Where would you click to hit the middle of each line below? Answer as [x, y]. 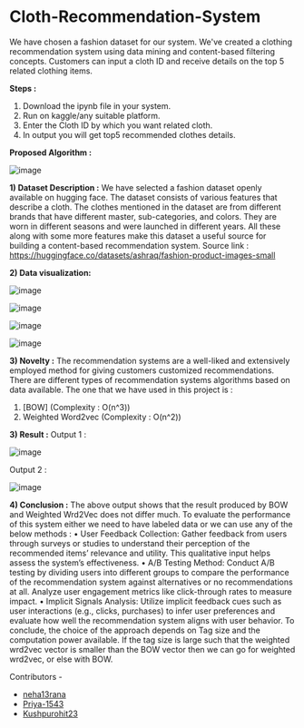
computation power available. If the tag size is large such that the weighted [150, 639]
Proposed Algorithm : [51, 152]
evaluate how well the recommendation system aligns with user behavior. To [152, 620]
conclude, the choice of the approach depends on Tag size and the [135, 630]
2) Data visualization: [50, 272]
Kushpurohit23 [50, 713]
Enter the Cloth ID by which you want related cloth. [118, 125]
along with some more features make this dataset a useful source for [138, 236]
